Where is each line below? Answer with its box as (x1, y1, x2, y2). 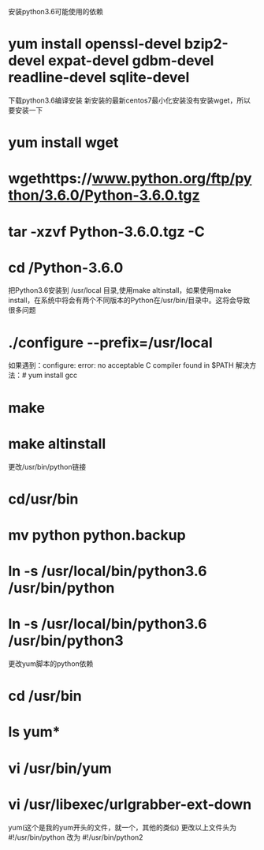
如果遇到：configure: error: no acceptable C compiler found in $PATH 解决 (8, 361, 250, 370)
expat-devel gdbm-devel (48, 52, 214, 69)
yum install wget (8, 133, 119, 152)
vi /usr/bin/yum (8, 759, 112, 777)
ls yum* (8, 723, 61, 741)
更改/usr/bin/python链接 (8, 462, 87, 471)
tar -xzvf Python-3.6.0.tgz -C (8, 223, 205, 241)
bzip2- (184, 35, 229, 53)
